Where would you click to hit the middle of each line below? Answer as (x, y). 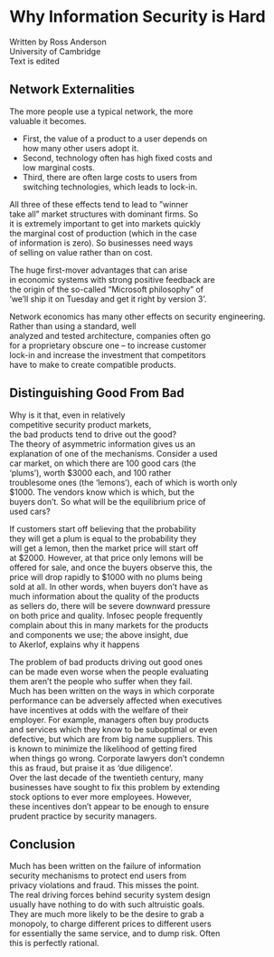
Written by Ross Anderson (58, 42)
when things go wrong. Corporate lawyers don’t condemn (117, 758)
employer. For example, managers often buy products (109, 720)
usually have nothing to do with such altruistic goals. (107, 904)
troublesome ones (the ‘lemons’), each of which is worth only (123, 482)
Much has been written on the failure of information (105, 866)
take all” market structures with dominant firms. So (104, 214)
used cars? (30, 511)
